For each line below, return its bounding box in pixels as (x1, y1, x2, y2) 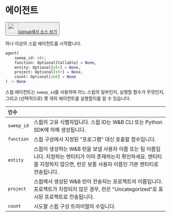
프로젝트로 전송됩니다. (44, 194, 95, 201)
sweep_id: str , (14, 55, 47, 60)
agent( (5, 51, 19, 56)
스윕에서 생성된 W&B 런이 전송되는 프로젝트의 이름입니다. (34, 178, 163, 185)
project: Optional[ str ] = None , (14, 69, 83, 75)
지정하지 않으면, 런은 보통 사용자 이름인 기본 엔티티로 (40, 161, 159, 168)
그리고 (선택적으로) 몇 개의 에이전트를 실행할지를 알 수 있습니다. (5, 95, 131, 102)
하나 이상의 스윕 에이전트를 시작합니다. (5, 40, 81, 46)
